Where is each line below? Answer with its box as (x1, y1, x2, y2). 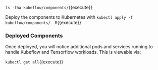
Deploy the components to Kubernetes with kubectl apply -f (5, 14, 133, 20)
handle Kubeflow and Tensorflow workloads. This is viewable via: (5, 49, 141, 55)
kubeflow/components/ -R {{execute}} (5, 20, 82, 25)
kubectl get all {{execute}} (5, 59, 64, 65)
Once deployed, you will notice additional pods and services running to (5, 44, 153, 50)
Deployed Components (5, 32, 63, 39)
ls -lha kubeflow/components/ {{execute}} (5, 5, 93, 10)
